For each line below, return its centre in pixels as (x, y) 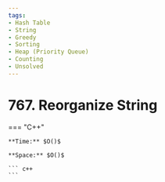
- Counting (26, 60)
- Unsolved (26, 67)
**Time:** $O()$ (34, 141)
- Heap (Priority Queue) (48, 52)
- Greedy (22, 37)
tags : (17, 15)
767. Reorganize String (83, 105)
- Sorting (24, 45)
